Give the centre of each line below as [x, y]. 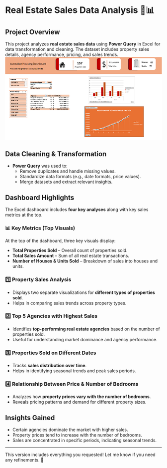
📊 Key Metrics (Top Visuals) [40, 228]
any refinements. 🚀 [24, 460]
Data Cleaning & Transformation [56, 154]
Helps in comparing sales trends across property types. [69, 303]
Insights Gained [30, 418]
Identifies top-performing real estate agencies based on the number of [86, 329]
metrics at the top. [24, 215]
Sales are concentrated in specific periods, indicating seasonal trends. [84, 441]
